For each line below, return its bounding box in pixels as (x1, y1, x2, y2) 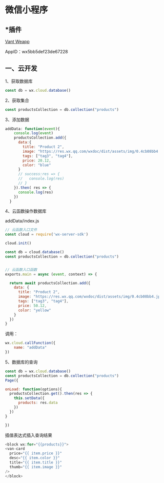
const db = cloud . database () (5, 250, 64, 255)
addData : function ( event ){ (5, 126, 60, 131)
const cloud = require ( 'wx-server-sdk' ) (5, 232, 89, 237)
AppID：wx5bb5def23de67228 (5, 49, 68, 54)
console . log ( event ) (14, 131, 54, 136)
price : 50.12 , (18, 303, 47, 308)
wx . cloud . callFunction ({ (5, 341, 56, 345)
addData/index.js (5, 218, 40, 224)
